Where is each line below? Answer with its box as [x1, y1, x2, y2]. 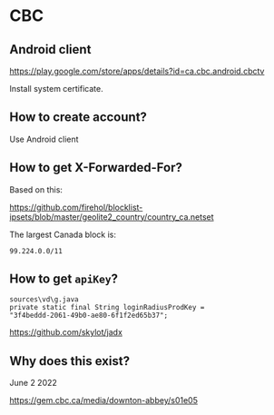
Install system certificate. [9, 84, 103, 94]
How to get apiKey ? [9, 272, 119, 287]
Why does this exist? [9, 353, 130, 369]
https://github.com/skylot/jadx [9, 327, 122, 338]
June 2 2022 [9, 378, 57, 389]
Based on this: [9, 183, 64, 195]
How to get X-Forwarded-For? [9, 160, 183, 175]
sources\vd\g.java [9, 295, 79, 304]
